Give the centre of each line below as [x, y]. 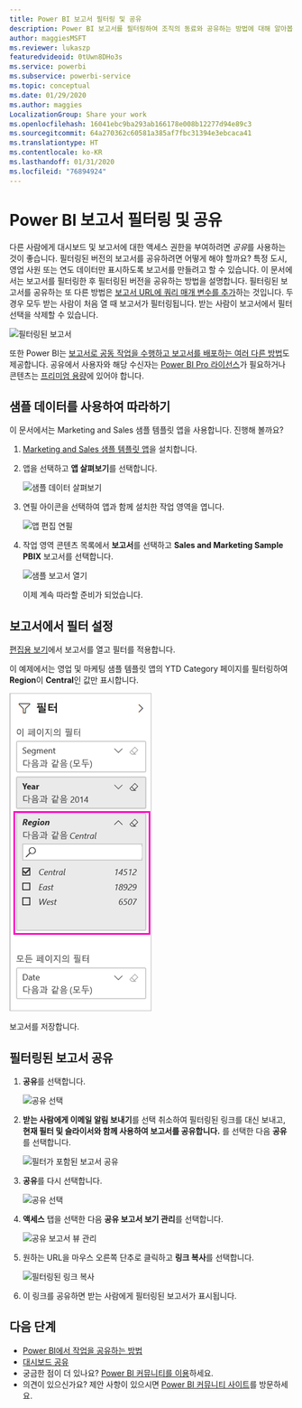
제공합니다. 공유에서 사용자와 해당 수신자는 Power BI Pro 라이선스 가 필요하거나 [147, 364]
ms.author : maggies [46, 105]
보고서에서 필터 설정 [61, 626]
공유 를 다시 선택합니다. [62, 1180]
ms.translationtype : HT [54, 143]
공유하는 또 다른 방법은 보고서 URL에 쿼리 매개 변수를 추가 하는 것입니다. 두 [163, 292]
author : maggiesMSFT [48, 38]
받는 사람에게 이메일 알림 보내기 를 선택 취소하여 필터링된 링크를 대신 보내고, [154, 1119]
